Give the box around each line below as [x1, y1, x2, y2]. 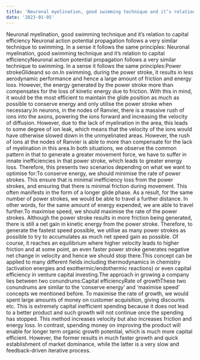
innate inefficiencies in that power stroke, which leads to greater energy [6, 157, 183, 164]
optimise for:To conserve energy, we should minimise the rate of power [6, 170, 181, 177]
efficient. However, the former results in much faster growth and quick [6, 334, 179, 341]
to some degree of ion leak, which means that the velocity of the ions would [6, 126, 192, 133]
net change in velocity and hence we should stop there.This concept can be [6, 252, 192, 259]
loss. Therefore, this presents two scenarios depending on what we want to [6, 163, 192, 170]
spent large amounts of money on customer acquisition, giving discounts [6, 296, 185, 303]
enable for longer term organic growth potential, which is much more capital [6, 328, 193, 335]
